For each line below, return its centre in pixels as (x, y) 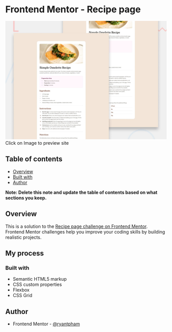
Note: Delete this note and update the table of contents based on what (81, 192)
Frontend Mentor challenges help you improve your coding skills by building (85, 231)
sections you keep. (26, 198)
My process (25, 253)
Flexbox (21, 290)
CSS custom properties (37, 285)
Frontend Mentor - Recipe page (73, 9)
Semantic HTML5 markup (40, 279)
